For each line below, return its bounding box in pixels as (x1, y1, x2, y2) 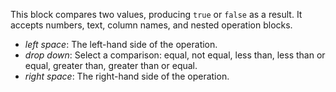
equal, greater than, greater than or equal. (24, 60, 198, 71)
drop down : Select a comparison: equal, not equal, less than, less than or (24, 49, 326, 61)
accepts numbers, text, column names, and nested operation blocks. (10, 19, 293, 31)
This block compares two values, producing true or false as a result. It (10, 9, 303, 20)
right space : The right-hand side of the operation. (24, 70, 230, 82)
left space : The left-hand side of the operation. (24, 39, 218, 50)
